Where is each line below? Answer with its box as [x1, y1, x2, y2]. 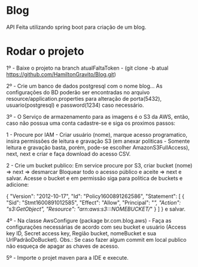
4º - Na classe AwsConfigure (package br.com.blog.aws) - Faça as [6, 217, 172, 224]
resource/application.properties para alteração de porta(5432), [6, 95, 162, 102]
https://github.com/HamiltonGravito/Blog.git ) [6, 70, 117, 78]
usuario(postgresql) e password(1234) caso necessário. [6, 101, 144, 109]
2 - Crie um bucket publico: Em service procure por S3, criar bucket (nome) [6, 161, 193, 169]
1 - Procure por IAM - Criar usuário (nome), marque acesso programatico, [6, 131, 187, 138]
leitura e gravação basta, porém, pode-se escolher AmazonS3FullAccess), [6, 143, 190, 151]
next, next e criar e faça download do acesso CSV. [6, 150, 131, 157]
